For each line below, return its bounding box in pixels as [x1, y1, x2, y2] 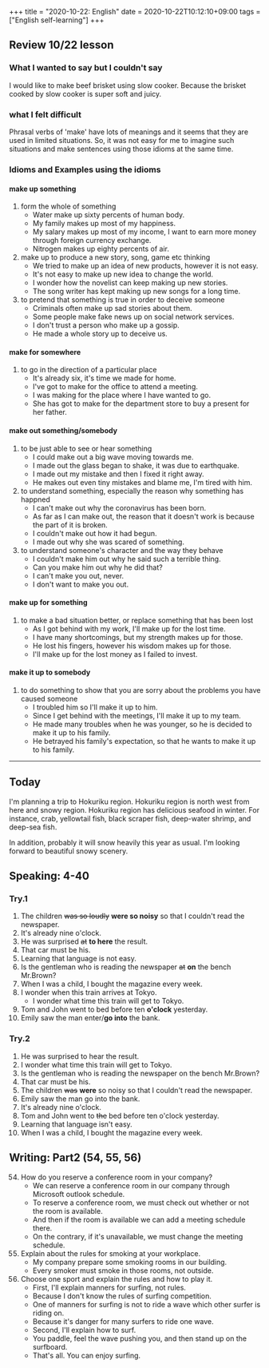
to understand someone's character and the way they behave [20, 545, 224, 555]
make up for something [9, 598, 88, 607]
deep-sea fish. [9, 822, 57, 832]
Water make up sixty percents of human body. [32, 210, 185, 220]
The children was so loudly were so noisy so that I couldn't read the [20, 911, 245, 921]
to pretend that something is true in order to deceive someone [20, 295, 225, 304]
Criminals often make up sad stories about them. [32, 304, 192, 313]
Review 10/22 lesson [9, 38, 114, 52]
